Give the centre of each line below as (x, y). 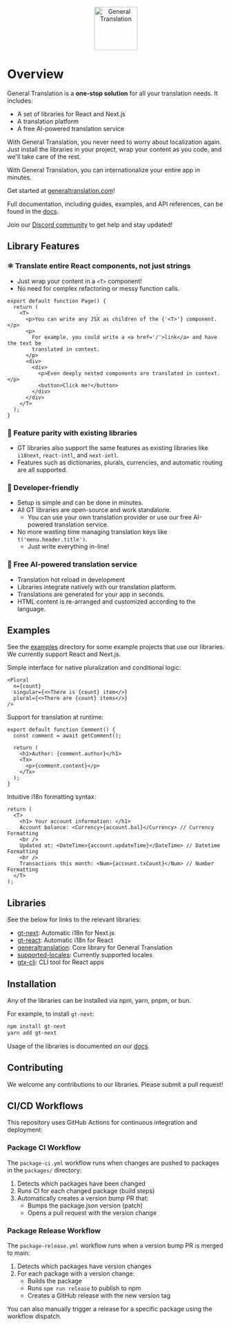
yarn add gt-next (32, 1033)
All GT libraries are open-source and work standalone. (94, 510)
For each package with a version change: (76, 1273)
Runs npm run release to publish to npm (84, 1288)
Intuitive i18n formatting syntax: (52, 797)
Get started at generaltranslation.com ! (61, 190)
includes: (20, 101)
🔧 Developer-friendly (43, 487)
